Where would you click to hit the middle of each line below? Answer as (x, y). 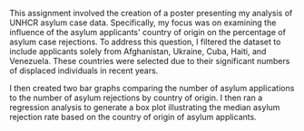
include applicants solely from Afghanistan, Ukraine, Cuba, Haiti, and (138, 51)
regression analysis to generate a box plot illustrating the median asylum (145, 107)
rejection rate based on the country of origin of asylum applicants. (133, 117)
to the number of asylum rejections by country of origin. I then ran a (136, 98)
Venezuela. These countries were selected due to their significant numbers (150, 61)
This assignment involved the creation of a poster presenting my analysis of (151, 13)
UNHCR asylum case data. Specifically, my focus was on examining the (143, 23)
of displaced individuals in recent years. (84, 70)
